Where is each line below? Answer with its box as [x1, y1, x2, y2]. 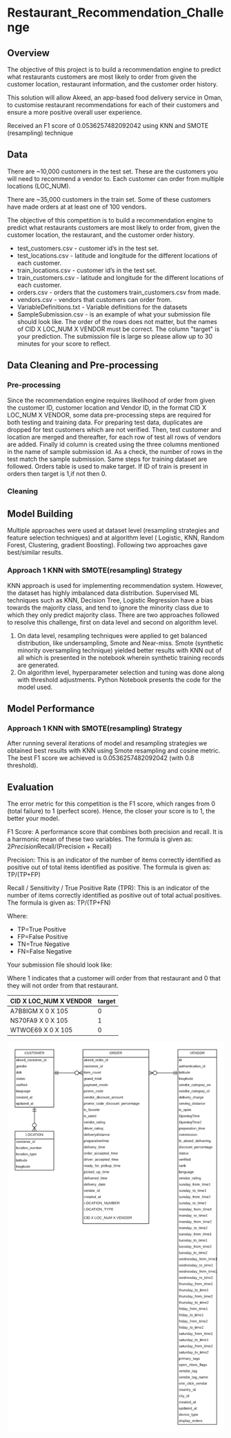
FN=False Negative [17, 947, 72, 956]
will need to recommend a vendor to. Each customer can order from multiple [7, 174, 224, 182]
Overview [7, 47, 50, 59]
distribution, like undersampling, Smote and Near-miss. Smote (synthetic [17, 638, 224, 647]
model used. [17, 683, 53, 691]
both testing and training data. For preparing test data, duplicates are [7, 418, 203, 426]
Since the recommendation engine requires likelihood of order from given [7, 396, 216, 404]
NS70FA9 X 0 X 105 [10, 1016, 68, 1025]
